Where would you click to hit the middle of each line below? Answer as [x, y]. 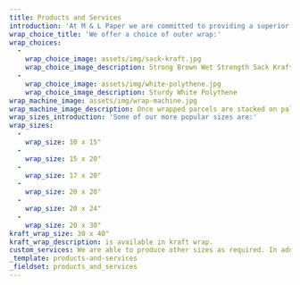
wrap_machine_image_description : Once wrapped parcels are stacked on [143, 109]
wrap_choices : [36, 42]
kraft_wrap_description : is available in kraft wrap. [112, 242]
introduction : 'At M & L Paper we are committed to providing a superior [150, 26]
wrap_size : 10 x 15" [63, 142]
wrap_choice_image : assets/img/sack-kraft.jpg [113, 59]
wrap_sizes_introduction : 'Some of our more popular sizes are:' [133, 117]
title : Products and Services [66, 17]
